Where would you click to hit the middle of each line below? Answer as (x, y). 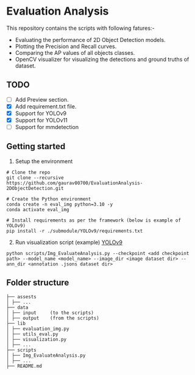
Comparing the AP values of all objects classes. (75, 52)
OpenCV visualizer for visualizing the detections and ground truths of (102, 59)
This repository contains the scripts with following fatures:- (80, 28)
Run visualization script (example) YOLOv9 (69, 242)
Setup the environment (44, 161)
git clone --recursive (35, 178)
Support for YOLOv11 (41, 120)
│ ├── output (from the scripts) (53, 318)
